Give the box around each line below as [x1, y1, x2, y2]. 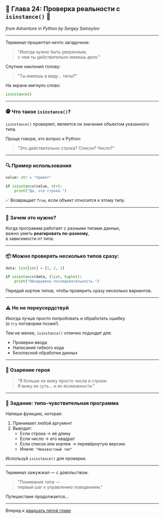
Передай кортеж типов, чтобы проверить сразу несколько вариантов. [5, 288, 152, 294]
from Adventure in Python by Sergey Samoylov [5, 25, 100, 31]
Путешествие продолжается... [5, 494, 69, 499]
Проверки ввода [12, 340, 48, 345]
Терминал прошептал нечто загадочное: [5, 39, 90, 45]
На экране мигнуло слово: [5, 82, 61, 88]
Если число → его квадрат [19, 436, 75, 441]
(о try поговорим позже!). [5, 321, 60, 326]
